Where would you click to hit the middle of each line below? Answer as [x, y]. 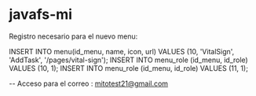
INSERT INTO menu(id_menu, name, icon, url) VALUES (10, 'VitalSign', [122, 51]
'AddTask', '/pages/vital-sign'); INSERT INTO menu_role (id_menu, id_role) [128, 60]
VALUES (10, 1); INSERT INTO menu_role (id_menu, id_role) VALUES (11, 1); [128, 68]
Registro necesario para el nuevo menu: [73, 36]
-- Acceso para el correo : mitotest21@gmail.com [88, 83]
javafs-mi [41, 15]
